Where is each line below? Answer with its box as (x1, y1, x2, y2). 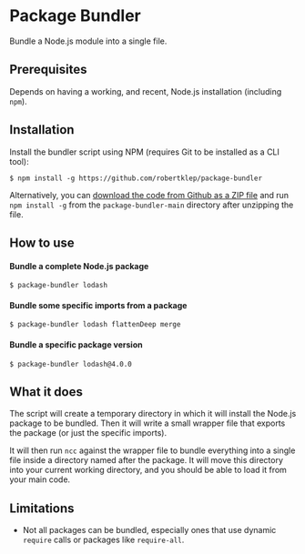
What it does (9, 384, 84, 399)
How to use (9, 235, 75, 250)
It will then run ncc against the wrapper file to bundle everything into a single (9, 445, 296, 456)
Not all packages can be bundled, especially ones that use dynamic (22, 525, 277, 536)
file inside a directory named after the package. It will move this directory (9, 455, 284, 466)
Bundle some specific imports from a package (9, 299, 188, 310)
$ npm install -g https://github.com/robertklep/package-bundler (9, 174, 262, 183)
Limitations (9, 500, 75, 516)
